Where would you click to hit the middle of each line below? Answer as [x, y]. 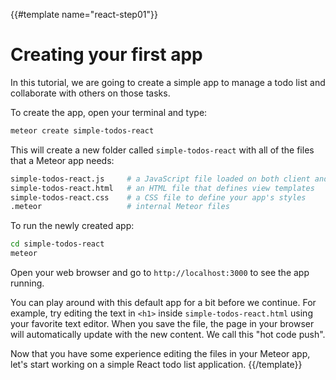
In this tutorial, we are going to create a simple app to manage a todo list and [168, 82]
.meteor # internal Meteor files [120, 207]
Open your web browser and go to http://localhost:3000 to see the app [160, 273]
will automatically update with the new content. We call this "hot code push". [168, 335]
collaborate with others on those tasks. [90, 93]
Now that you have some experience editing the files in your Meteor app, [160, 354]
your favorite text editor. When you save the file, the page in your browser [162, 324]
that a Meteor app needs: [62, 160]
